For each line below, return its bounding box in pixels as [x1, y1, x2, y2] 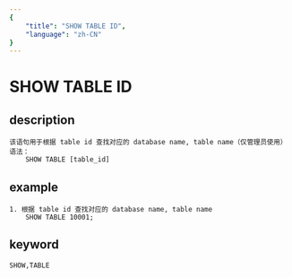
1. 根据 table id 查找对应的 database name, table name [9, 205, 213, 214]
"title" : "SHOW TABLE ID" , [25, 22, 126, 30]
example [9, 179, 59, 195]
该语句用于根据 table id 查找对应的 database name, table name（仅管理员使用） [9, 138, 288, 147]
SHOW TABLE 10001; [25, 213, 94, 222]
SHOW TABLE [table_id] [25, 155, 110, 164]
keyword [9, 237, 60, 252]
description [9, 112, 75, 127]
